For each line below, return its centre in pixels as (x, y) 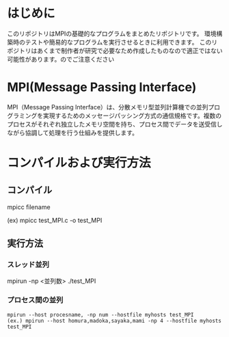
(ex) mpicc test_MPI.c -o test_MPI (55, 220)
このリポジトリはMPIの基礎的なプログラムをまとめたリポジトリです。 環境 (112, 33)
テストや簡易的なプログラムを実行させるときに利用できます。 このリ (121, 42)
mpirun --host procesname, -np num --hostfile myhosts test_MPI (100, 314)
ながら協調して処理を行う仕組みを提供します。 (73, 133)
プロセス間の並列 (35, 300)
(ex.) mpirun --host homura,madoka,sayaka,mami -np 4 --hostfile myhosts (114, 321)
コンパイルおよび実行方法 (79, 163)
